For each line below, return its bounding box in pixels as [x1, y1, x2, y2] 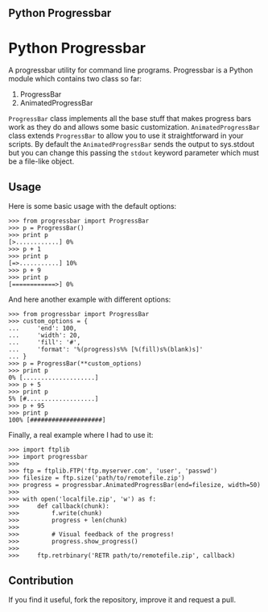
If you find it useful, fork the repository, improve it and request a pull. [8, 594, 236, 604]
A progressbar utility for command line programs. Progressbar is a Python [8, 65, 254, 75]
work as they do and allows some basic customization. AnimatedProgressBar [8, 123, 260, 132]
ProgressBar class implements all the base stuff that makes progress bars [8, 114, 252, 123]
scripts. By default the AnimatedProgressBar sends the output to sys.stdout [8, 139, 255, 149]
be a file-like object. [8, 156, 75, 166]
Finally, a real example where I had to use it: [8, 431, 154, 440]
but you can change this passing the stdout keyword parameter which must [8, 148, 259, 158]
